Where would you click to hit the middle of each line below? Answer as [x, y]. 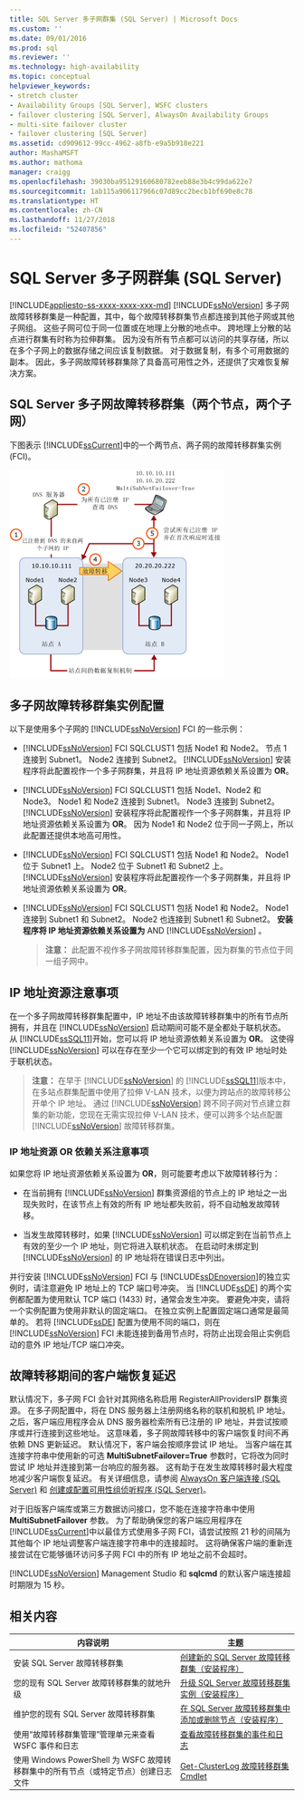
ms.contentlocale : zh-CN [56, 210]
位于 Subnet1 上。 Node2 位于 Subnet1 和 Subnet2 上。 [125, 866]
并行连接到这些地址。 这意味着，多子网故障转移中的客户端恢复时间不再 [157, 1433]
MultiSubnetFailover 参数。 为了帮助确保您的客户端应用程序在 [126, 1520]
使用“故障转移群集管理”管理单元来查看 [84, 1734]
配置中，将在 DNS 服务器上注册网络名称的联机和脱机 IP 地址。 [175, 1410]
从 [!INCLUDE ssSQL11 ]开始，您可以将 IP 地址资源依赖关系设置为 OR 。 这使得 [152, 1039]
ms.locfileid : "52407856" [58, 230]
